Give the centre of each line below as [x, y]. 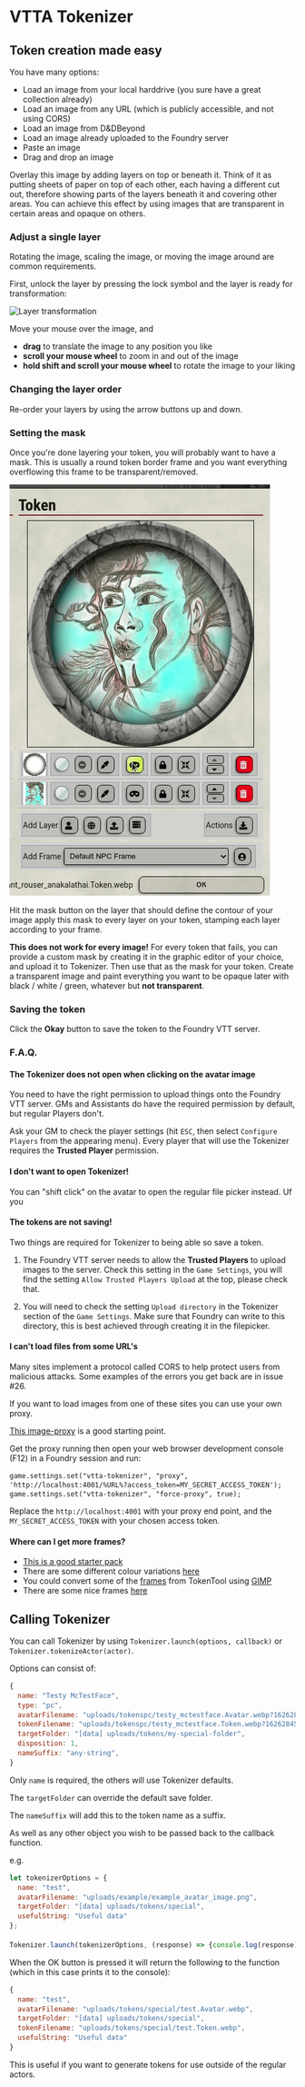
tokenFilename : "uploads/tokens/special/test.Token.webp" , [132, 2028]
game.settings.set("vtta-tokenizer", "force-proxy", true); [126, 1494]
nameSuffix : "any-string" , [69, 1754]
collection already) [57, 99]
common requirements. [53, 266]
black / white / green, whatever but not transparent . [107, 985]
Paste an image [51, 148]
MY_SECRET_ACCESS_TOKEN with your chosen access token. [115, 1520]
